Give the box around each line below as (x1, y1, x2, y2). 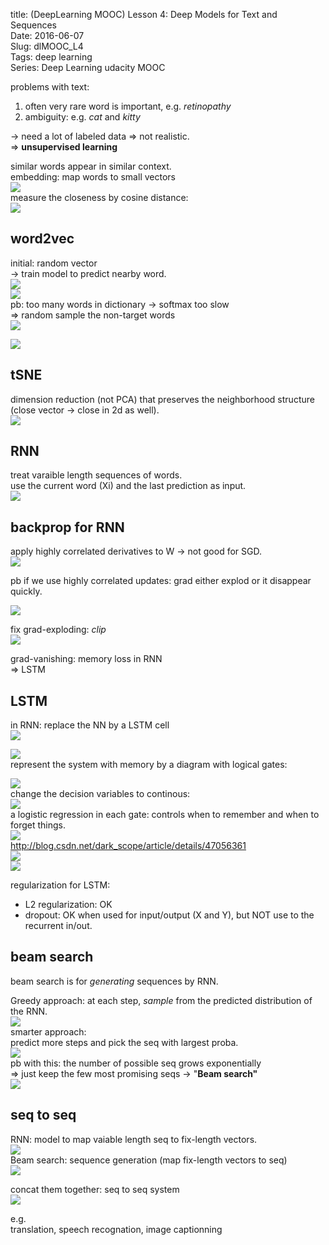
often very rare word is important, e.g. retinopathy (24, 100, 232, 112)
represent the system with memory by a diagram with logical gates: (10, 759, 288, 771)
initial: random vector (10, 257, 98, 269)
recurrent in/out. (24, 920, 93, 932)
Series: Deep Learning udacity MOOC (10, 62, 166, 73)
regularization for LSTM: (10, 879, 111, 891)
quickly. (10, 585, 43, 598)
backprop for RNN (10, 519, 125, 536)
